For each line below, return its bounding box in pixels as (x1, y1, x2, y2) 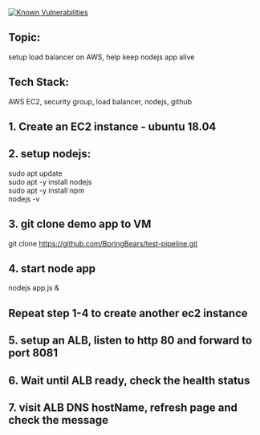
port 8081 (8, 346, 59, 360)
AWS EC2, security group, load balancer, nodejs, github (8, 96, 193, 106)
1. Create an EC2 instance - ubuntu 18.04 (8, 120, 217, 134)
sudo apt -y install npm (8, 185, 85, 195)
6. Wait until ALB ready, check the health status (8, 373, 250, 387)
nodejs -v (8, 193, 40, 204)
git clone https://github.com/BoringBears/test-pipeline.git (8, 238, 198, 248)
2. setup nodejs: (8, 147, 91, 161)
